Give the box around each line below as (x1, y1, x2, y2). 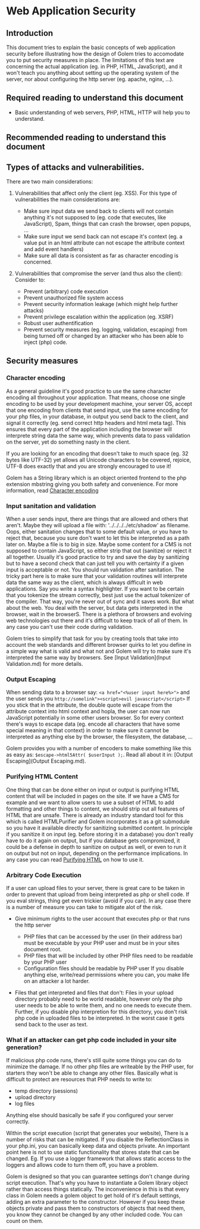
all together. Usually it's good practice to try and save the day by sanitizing (6, 554, 189, 560)
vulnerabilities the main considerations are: (14, 196, 121, 203)
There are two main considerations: (6, 178, 93, 185)
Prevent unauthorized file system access (23, 294, 124, 301)
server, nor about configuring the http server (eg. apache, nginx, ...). (6, 76, 174, 82)
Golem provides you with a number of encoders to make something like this (6, 745, 192, 752)
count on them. (6, 1218, 43, 1225)
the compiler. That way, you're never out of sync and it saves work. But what (6, 598, 194, 605)
